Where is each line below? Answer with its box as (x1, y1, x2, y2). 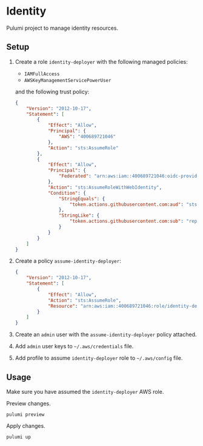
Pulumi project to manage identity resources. (6, 24, 119, 32)
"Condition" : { (47, 190, 86, 196)
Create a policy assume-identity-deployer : (15, 257, 121, 265)
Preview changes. (6, 399, 52, 407)
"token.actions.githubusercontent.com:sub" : (69, 218, 184, 225)
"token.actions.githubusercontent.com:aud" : (69, 201, 184, 208)
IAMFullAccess (24, 71, 60, 77)
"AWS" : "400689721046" (58, 133, 116, 140)
